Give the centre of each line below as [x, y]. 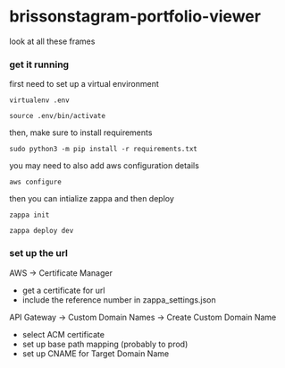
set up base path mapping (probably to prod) [105, 344]
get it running [39, 64]
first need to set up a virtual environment [84, 84]
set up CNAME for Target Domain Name [96, 353]
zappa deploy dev [42, 231]
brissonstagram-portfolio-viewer [135, 17]
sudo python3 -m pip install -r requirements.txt [104, 150]
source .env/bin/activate [57, 116]
